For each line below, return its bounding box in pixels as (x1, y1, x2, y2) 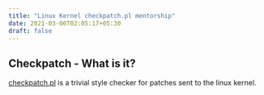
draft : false (8, 27, 53, 35)
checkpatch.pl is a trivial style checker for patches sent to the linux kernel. (8, 78, 257, 88)
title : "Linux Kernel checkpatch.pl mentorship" (8, 11, 176, 20)
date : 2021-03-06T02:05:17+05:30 (8, 19, 121, 27)
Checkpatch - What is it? (8, 56, 136, 70)
